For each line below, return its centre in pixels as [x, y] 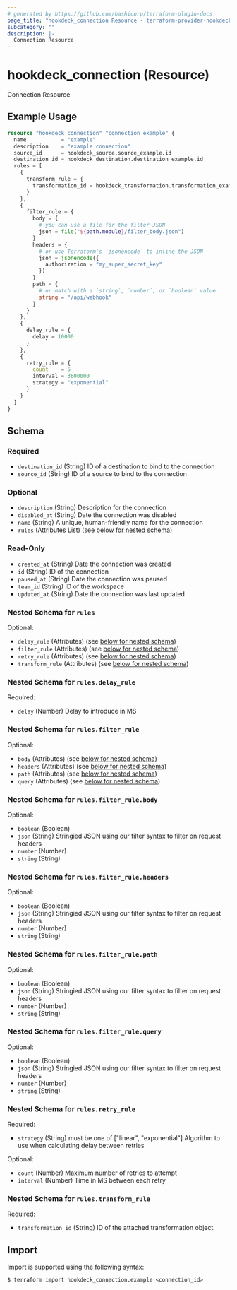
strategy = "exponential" [71, 383]
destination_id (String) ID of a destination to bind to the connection [116, 466]
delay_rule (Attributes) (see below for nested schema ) [97, 641]
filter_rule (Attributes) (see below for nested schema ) [98, 649]
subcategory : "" [31, 27]
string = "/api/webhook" [75, 297]
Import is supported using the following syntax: [76, 1267]
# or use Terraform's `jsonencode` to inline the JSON [121, 252]
